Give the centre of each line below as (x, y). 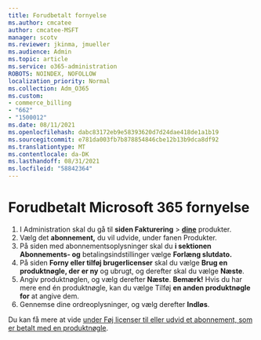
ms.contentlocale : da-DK (49, 154)
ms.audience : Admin (40, 52)
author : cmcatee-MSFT (43, 30)
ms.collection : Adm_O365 (49, 88)
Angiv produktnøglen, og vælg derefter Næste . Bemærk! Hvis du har (131, 279)
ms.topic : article (38, 60)
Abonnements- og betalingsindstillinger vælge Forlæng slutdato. (126, 254)
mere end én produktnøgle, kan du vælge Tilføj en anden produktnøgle (135, 287)
